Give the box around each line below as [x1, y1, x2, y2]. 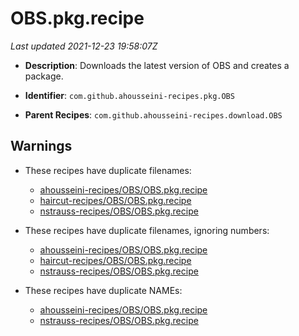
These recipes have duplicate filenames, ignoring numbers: [24, 224, 270, 236]
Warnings [10, 138, 73, 155]
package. [24, 70, 64, 82]
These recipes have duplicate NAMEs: [24, 284, 183, 296]
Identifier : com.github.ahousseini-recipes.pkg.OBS [24, 89, 235, 101]
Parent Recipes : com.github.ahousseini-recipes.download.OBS [24, 108, 283, 121]
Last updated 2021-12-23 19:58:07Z [10, 40, 158, 52]
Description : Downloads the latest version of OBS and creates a [24, 59, 290, 71]
